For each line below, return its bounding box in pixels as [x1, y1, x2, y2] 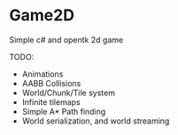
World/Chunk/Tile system [21, 87, 115, 98]
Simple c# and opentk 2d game [9, 34, 124, 45]
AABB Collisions [21, 78, 81, 88]
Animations [21, 68, 64, 79]
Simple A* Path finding [21, 106, 106, 116]
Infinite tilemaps [21, 96, 81, 107]
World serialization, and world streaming [21, 116, 170, 126]
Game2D [9, 5, 75, 26]
